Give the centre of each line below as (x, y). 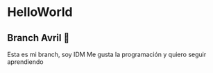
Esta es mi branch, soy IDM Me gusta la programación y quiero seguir (107, 54)
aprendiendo (25, 62)
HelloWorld (40, 12)
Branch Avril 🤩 (39, 38)
